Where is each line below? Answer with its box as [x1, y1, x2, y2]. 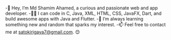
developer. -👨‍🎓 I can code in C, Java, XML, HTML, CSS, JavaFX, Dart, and [5, 10, 162, 16]
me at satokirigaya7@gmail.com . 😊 [5, 29, 80, 35]
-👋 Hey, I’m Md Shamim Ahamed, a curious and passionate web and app [5, 5, 158, 11]
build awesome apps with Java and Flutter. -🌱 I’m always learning [5, 16, 143, 22]
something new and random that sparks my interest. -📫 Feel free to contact [5, 22, 166, 28]
